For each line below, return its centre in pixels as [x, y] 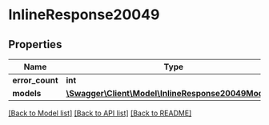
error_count [35, 80]
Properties [35, 44]
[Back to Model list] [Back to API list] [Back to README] [100, 113]
